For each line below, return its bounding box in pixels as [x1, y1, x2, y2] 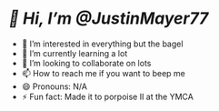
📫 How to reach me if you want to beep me [21, 67, 185, 78]
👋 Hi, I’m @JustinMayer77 [8, 8, 209, 29]
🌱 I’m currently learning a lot [21, 47, 128, 58]
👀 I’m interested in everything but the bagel [21, 38, 184, 49]
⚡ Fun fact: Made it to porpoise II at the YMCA [21, 91, 194, 102]
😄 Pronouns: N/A [21, 81, 88, 92]
